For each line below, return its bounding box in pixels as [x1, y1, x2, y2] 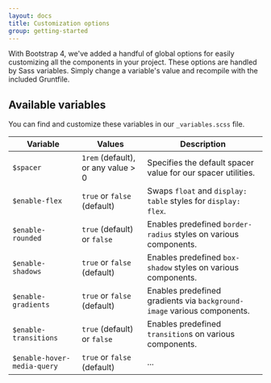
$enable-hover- [12, 354, 71, 363]
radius [147, 231, 173, 239]
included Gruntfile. [8, 74, 70, 85]
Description [180, 139, 226, 150]
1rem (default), [81, 152, 135, 164]
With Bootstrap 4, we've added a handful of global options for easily [8, 49, 236, 59]
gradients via [147, 295, 197, 306]
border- [223, 220, 252, 230]
